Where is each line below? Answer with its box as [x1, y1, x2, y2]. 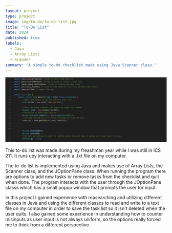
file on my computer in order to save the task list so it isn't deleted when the [5, 205, 165, 211]
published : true [5, 35, 40, 41]
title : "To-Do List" [5, 25, 50, 30]
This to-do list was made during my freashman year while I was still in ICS [5, 147, 161, 153]
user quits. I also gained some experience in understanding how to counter [5, 211, 163, 217]
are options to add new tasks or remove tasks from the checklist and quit [5, 173, 159, 180]
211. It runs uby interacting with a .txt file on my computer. [5, 153, 127, 159]
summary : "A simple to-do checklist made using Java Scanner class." [5, 62, 157, 68]
